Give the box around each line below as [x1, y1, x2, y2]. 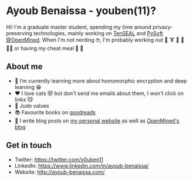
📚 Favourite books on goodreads [14, 108, 96, 115]
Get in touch [6, 141, 52, 151]
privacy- [152, 23, 173, 30]
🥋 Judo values [14, 102, 49, 109]
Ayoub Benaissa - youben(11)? [6, 4, 157, 18]
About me [6, 62, 43, 71]
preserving [6, 29, 32, 36]
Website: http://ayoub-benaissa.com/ [14, 168, 105, 175]
